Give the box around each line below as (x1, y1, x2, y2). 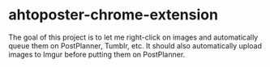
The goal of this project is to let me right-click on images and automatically (8, 32, 259, 42)
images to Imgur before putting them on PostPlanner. (8, 49, 186, 59)
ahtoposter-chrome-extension (8, 6, 219, 24)
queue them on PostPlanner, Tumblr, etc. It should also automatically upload (8, 40, 262, 50)
